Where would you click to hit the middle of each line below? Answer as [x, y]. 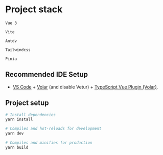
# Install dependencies [31, 115]
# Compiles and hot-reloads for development [53, 129]
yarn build [17, 147]
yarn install [19, 119]
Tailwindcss [18, 50]
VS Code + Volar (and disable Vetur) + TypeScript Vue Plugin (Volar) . [85, 87]
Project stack [34, 9]
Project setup [27, 103]
